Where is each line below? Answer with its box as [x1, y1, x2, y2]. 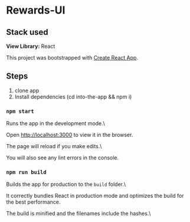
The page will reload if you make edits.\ [6, 143, 102, 150]
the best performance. [6, 198, 61, 205]
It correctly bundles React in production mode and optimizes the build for [6, 192, 184, 200]
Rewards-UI [6, 4, 65, 17]
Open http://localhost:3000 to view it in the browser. [6, 131, 133, 139]
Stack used [6, 27, 48, 37]
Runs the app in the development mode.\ [6, 120, 105, 127]
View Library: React [6, 43, 55, 50]
